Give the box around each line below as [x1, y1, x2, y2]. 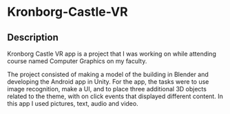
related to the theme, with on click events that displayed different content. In [7, 92, 224, 100]
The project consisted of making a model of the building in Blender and [7, 70, 209, 78]
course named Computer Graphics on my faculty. [7, 57, 147, 65]
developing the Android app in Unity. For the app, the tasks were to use [7, 78, 209, 86]
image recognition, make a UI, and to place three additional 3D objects [7, 85, 207, 93]
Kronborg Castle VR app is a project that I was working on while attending [7, 49, 217, 58]
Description [7, 32, 59, 43]
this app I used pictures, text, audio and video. [7, 100, 139, 107]
